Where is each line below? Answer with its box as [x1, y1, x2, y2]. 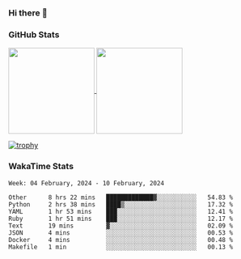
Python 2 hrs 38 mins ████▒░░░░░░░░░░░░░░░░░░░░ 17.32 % [8, 200, 233, 209]
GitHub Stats [8, 28, 60, 40]
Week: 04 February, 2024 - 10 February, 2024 [8, 179, 164, 187]
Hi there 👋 [8, 7, 49, 19]
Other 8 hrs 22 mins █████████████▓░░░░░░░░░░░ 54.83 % [8, 193, 233, 202]
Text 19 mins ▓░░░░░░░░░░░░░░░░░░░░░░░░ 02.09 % [8, 222, 233, 230]
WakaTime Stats [8, 161, 74, 172]
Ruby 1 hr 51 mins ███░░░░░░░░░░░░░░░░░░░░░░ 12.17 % [8, 214, 233, 223]
